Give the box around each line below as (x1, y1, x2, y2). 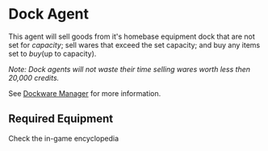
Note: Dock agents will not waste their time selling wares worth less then (8, 64, 250, 73)
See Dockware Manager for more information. (8, 88, 161, 98)
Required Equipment (8, 112, 114, 126)
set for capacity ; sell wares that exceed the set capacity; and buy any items (8, 40, 261, 49)
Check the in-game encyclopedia (8, 133, 119, 143)
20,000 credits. (8, 73, 60, 82)
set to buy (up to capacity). (8, 48, 97, 58)
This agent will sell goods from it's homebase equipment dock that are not (8, 31, 256, 41)
